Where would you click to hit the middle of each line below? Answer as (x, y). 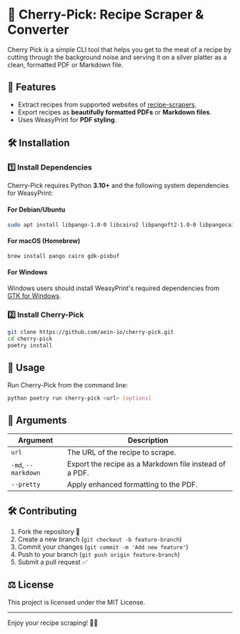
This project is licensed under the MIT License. (76, 602)
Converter (38, 30)
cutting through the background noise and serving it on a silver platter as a (117, 57)
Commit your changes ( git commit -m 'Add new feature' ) (103, 547)
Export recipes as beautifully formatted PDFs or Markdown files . (115, 112)
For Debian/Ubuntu (36, 209)
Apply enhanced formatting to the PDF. (132, 485)
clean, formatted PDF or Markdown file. (65, 64)
